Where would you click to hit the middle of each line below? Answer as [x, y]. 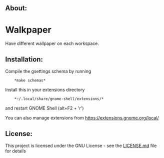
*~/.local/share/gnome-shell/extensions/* [59, 99]
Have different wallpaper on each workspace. [52, 43]
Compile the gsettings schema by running [48, 71]
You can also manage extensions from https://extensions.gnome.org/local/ [82, 118]
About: [16, 8]
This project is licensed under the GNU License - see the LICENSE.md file [81, 145]
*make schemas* [30, 80]
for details [15, 151]
